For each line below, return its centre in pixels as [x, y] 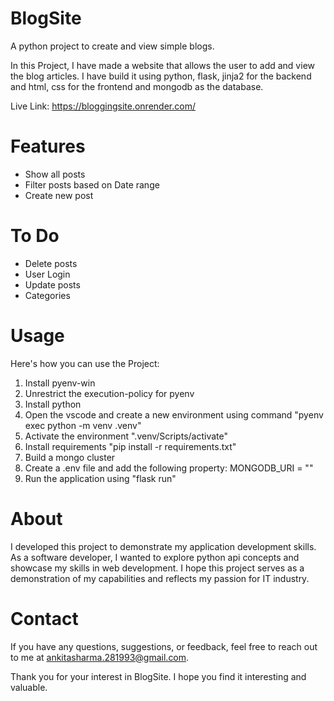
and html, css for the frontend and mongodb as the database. [137, 86]
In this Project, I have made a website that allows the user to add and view [162, 65]
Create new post [59, 195]
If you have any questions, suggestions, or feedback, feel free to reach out [164, 646]
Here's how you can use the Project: [85, 363]
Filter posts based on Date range [92, 184]
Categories [47, 295]
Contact [44, 618]
